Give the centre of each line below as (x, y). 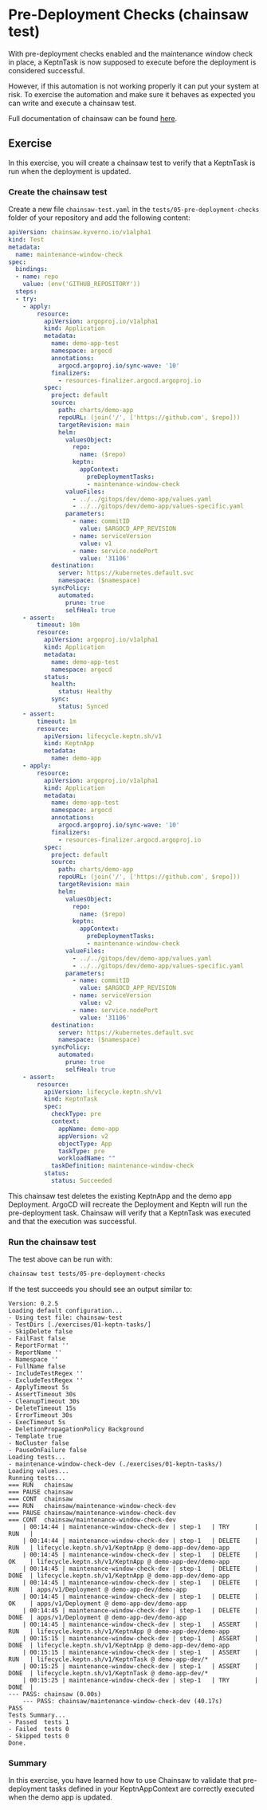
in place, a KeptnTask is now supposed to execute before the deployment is (132, 62)
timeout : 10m (59, 625)
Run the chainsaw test (52, 1242)
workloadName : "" (87, 1158)
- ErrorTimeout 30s (41, 1415)
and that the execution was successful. (73, 1221)
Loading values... (39, 1471)
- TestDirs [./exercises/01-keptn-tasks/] (80, 1325)
